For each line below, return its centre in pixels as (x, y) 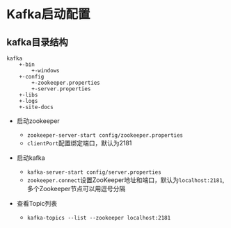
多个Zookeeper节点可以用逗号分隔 (76, 189)
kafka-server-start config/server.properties (94, 172)
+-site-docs (36, 107)
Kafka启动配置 (49, 14)
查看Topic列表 (37, 203)
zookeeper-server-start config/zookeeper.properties (105, 136)
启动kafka (31, 158)
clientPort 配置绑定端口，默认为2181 (79, 143)
